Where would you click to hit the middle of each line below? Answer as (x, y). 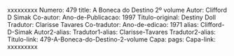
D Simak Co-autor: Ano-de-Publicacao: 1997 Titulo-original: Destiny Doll (111, 17)
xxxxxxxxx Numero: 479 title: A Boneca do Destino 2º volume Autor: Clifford (117, 10)
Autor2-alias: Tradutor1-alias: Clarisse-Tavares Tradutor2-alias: (125, 32)
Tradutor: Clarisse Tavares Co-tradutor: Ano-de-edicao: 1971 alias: (103, 25)
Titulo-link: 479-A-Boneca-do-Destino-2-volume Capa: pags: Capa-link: (111, 39)
